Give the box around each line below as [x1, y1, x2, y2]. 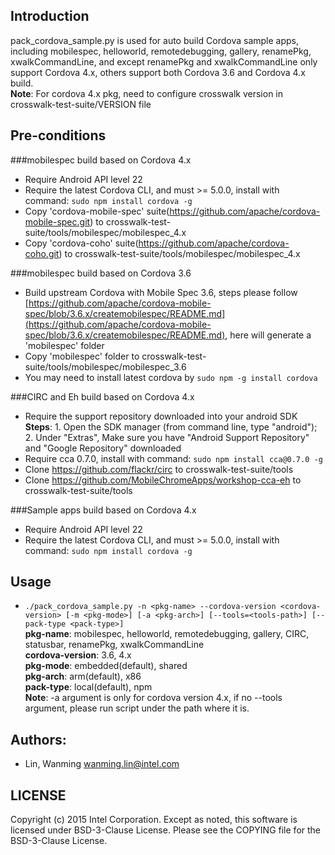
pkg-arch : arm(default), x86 [24, 670, 142, 683]
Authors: [10, 731, 67, 748]
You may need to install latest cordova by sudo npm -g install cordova [24, 371, 318, 383]
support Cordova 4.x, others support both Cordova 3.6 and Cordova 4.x [10, 66, 306, 78]
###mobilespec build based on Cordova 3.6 [10, 267, 192, 279]
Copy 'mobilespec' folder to [24, 350, 140, 362]
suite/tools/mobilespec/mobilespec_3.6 [24, 360, 187, 373]
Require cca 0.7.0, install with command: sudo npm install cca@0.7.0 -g [24, 452, 323, 464]
